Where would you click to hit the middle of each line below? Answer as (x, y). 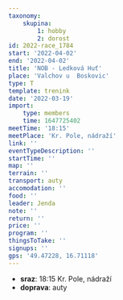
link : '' (23, 143)
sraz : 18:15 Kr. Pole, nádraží (66, 278)
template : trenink (39, 91)
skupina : (37, 23)
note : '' (23, 210)
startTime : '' (32, 158)
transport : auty (35, 181)
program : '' (28, 233)
